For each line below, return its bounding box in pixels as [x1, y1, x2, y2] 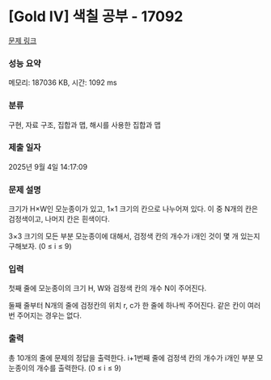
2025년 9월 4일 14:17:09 [8, 162, 87, 171]
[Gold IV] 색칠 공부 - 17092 [8, 7, 184, 26]
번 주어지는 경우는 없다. [8, 310, 83, 320]
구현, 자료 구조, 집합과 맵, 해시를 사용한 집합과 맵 [8, 120, 162, 129]
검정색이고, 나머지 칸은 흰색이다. [8, 214, 111, 224]
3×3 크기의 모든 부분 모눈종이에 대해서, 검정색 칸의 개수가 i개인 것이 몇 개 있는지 [8, 231, 260, 241]
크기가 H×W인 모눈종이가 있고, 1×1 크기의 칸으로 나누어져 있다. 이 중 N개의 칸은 [8, 204, 259, 214]
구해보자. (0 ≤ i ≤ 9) [8, 242, 72, 251]
